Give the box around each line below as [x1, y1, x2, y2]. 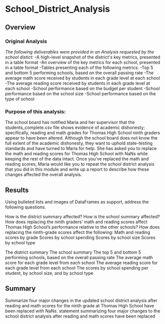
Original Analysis [5, 38, 47, 45]
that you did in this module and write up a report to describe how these [5, 166, 149, 173]
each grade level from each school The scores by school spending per [5, 265, 149, 271]
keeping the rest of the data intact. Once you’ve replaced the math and [5, 156, 149, 162]
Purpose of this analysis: [5, 108, 66, 115]
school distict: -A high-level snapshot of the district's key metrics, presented [5, 54, 161, 60]
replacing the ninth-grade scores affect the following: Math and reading [5, 229, 150, 235]
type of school [5, 96, 34, 102]
